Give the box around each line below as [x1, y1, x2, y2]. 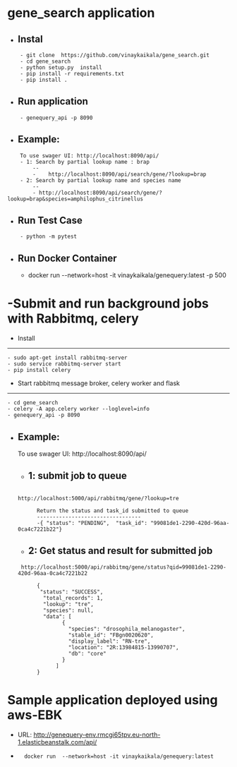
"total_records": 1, [43, 594, 104, 601]
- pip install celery [7, 367, 71, 374]
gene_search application [7, 5, 155, 21]
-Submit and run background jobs [7, 296, 209, 312]
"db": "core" [68, 650, 107, 657]
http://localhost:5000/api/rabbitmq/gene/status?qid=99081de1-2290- [20, 563, 227, 571]
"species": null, [43, 607, 94, 614]
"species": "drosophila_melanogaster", [68, 625, 186, 632]
